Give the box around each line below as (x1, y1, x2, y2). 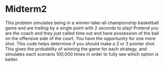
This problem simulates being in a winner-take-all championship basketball (5, 20, 159, 26)
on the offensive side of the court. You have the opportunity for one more (5, 35, 156, 41)
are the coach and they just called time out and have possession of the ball (5, 30, 160, 36)
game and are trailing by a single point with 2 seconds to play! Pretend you (5, 25, 159, 31)
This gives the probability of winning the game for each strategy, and (5, 46, 147, 52)
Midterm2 (5, 3, 47, 15)
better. (5, 56, 19, 62)
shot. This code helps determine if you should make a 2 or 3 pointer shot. (5, 40, 156, 46)
